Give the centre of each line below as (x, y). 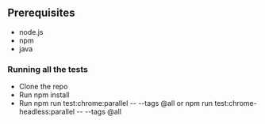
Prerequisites (41, 13)
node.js (31, 32)
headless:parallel (47, 112)
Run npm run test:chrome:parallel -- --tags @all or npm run (116, 103)
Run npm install (44, 95)
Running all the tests (48, 69)
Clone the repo (43, 87)
